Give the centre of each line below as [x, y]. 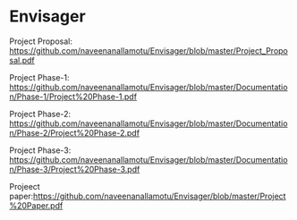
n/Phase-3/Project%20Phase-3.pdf [75, 169]
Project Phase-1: [39, 77]
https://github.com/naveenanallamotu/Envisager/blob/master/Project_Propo [149, 50]
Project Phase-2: [40, 114]
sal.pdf [22, 60]
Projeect [25, 186]
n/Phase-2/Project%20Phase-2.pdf [75, 132]
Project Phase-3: [40, 150]
